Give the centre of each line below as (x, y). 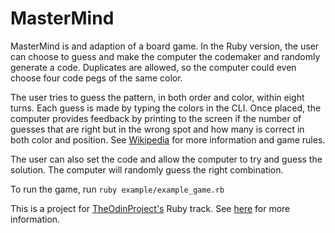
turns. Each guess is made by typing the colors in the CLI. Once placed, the (166, 108)
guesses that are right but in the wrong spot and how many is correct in (157, 129)
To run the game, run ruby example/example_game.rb (117, 189)
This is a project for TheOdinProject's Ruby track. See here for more (150, 208)
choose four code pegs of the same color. (96, 78)
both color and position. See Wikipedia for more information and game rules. (168, 139)
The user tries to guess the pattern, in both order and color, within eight (157, 97)
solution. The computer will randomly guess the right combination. (147, 169)
